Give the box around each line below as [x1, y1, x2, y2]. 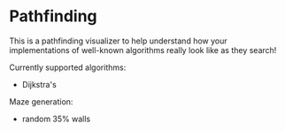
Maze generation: [9, 96, 73, 107]
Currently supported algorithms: [9, 62, 127, 73]
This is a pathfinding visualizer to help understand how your [9, 35, 227, 46]
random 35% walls [21, 113, 91, 124]
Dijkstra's [21, 79, 58, 89]
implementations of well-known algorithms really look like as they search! [9, 44, 277, 55]
